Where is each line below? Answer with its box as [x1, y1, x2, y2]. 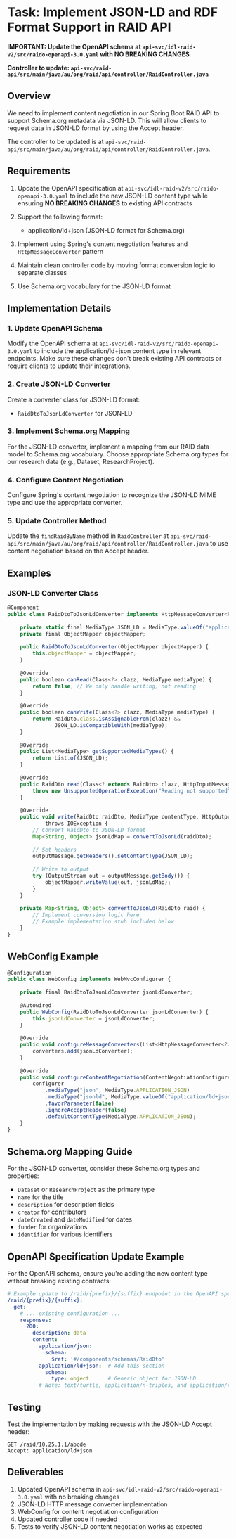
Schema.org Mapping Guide [7, 1146, 133, 1158]
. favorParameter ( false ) [44, 1100, 114, 1108]
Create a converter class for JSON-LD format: [7, 395, 140, 404]
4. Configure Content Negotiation [7, 475, 124, 485]
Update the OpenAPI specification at [17, 184, 124, 192]
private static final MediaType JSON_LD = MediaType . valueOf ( [20, 624, 206, 631]
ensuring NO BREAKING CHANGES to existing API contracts [17, 198, 192, 207]
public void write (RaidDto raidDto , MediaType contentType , [20, 814, 199, 821]
